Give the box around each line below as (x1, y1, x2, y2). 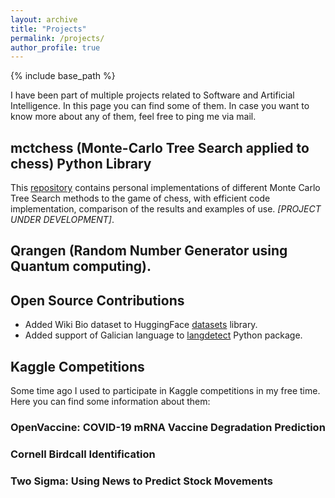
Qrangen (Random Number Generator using (10, 242, 288, 260)
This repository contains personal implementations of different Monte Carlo (10, 182, 321, 194)
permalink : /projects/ (10, 33, 105, 43)
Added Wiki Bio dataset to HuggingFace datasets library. (24, 319, 258, 331)
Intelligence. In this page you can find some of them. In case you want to (10, 100, 310, 112)
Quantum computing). (10, 258, 152, 275)
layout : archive (10, 14, 78, 25)
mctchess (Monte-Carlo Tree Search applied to (10, 139, 310, 156)
